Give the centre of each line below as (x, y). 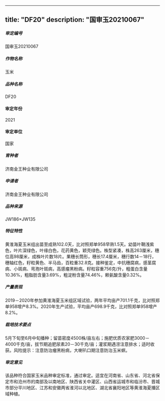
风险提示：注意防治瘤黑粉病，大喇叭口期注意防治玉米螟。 (72, 350)
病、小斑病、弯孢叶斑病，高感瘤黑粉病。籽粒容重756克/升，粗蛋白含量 (76, 269)
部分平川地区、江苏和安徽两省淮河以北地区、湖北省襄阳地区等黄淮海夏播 (82, 388)
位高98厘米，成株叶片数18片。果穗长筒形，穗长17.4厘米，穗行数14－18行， (81, 256)
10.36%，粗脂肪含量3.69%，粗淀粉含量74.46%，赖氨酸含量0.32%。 (75, 275)
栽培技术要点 (18, 325)
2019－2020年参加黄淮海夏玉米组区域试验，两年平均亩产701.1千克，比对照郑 (82, 300)
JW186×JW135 (20, 219)
